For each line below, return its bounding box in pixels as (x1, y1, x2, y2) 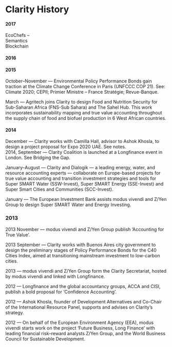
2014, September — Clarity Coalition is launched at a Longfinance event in (5, 149, 163, 155)
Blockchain (5, 43, 29, 49)
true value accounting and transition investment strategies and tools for (5, 175, 157, 181)
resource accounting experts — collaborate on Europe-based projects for (5, 170, 161, 176)
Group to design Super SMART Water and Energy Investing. (5, 201, 131, 208)
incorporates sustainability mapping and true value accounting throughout (5, 110, 163, 116)
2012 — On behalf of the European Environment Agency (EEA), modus (5, 319, 154, 325)
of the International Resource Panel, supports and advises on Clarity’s (5, 304, 153, 310)
